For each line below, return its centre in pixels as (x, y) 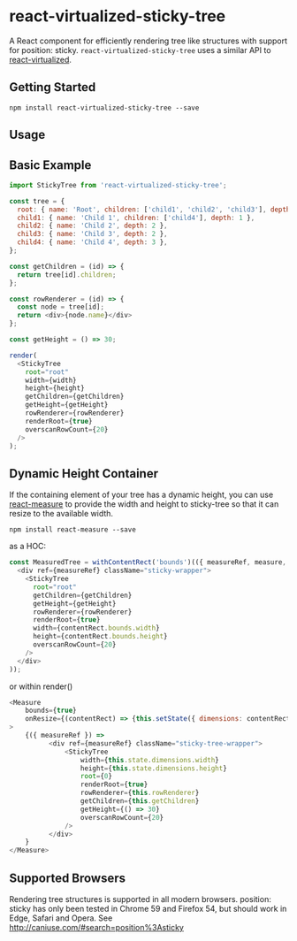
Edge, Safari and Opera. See (61, 918)
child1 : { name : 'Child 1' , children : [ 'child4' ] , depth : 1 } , (136, 218)
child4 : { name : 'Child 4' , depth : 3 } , (92, 242)
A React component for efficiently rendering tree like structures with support (148, 41)
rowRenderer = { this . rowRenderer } (140, 793)
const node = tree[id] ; (61, 307)
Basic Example (50, 165)
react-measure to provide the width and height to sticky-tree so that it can (144, 504)
